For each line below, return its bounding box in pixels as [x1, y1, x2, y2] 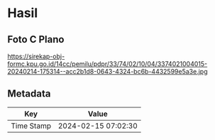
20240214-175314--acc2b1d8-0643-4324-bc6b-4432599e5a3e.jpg [7, 68, 208, 75]
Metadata [7, 87, 51, 100]
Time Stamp [11, 121, 52, 131]
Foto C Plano [7, 33, 65, 45]
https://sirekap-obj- [7, 52, 65, 60]
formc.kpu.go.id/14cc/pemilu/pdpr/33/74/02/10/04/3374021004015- [7, 60, 208, 68]
